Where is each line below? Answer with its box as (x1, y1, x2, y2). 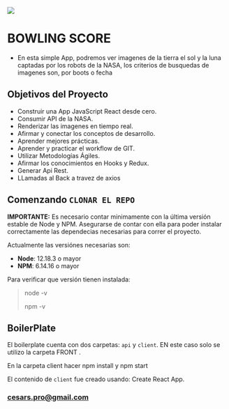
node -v (24, 288, 47, 297)
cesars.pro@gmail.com (7, 392, 89, 402)
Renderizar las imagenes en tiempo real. (17, 122, 134, 130)
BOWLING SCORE (7, 31, 112, 47)
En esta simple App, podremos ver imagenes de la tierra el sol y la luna (17, 53, 221, 62)
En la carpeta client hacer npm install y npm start (7, 362, 148, 370)
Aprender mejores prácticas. (17, 137, 100, 145)
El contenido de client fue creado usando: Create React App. (7, 375, 185, 383)
